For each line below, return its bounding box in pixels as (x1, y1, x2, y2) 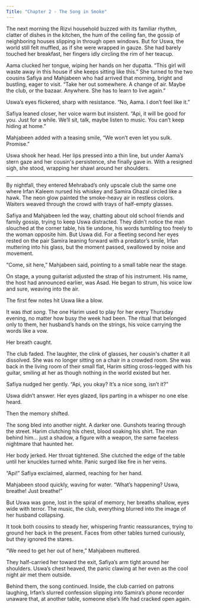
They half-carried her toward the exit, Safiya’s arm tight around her (6, 558, 169, 565)
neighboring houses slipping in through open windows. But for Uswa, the (6, 37, 184, 44)
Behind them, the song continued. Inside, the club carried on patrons (6, 582, 174, 590)
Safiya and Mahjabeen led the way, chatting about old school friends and (6, 212, 185, 219)
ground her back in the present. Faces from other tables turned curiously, (6, 529, 185, 536)
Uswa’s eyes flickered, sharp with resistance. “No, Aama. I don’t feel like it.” (6, 98, 191, 106)
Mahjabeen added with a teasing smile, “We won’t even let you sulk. (6, 134, 172, 141)
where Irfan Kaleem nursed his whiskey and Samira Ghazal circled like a (6, 187, 182, 195)
